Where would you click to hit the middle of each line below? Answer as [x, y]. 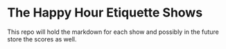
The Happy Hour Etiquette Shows [105, 13]
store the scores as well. [42, 39]
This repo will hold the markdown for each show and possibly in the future [113, 32]
